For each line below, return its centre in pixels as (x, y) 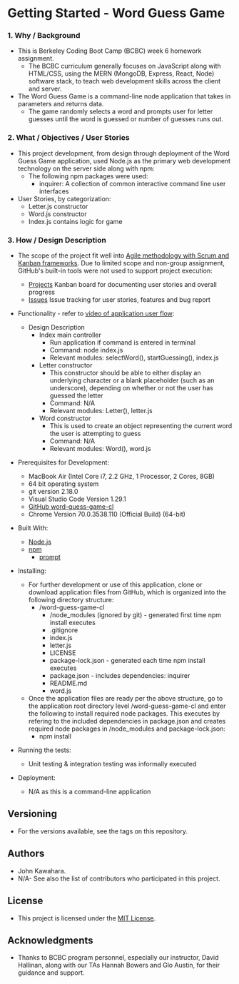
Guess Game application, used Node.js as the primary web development (124, 161)
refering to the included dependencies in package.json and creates (127, 721)
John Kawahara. (42, 871)
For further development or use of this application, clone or (115, 585)
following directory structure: (71, 600)
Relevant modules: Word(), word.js (100, 449)
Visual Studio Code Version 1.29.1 (77, 499)
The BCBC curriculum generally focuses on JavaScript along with (124, 66)
